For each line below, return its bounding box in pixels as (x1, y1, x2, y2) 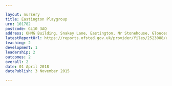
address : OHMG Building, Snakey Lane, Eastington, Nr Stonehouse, (5, 31, 150, 36)
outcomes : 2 (5, 54, 31, 60)
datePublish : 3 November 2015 (5, 69, 70, 74)
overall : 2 (5, 59, 29, 64)
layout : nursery (5, 12, 40, 17)
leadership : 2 (5, 49, 36, 55)
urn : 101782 (5, 21, 31, 26)
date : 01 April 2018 (5, 64, 50, 69)
